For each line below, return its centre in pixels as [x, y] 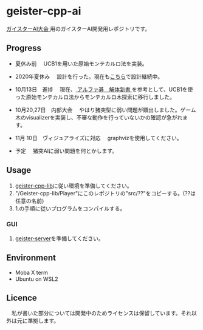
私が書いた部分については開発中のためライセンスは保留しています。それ [101, 313]
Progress [24, 48]
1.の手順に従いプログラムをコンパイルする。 [70, 208]
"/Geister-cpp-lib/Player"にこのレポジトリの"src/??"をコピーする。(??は [105, 193]
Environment [31, 258]
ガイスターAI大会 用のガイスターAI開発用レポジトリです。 [78, 29]
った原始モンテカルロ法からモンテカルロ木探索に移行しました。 [95, 97]
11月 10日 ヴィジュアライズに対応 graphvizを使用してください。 [98, 138]
